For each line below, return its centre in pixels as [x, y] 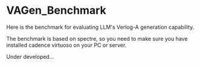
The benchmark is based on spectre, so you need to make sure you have [97, 38]
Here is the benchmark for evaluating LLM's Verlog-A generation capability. [100, 27]
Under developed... [30, 56]
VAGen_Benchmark [56, 10]
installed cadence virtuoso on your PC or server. [66, 45]
